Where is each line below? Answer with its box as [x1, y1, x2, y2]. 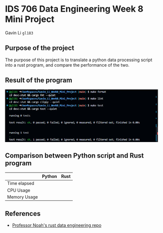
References [5, 209, 41, 217]
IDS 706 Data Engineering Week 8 [5, 3, 144, 15]
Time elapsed [7, 180, 34, 186]
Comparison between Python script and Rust [5, 152, 144, 160]
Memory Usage [7, 194, 38, 200]
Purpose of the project [5, 44, 74, 52]
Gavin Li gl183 [5, 30, 33, 36]
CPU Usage [7, 187, 31, 193]
